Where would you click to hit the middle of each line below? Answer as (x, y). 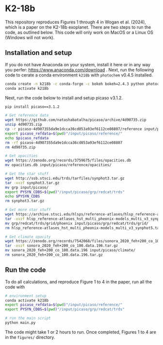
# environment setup (26, 296)
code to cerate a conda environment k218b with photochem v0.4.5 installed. (79, 75)
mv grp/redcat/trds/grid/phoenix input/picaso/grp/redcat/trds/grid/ (77, 223)
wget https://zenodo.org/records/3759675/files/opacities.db (68, 161)
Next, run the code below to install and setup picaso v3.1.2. (64, 97)
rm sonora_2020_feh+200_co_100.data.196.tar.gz (54, 255)
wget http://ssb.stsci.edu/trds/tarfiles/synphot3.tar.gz (65, 178)
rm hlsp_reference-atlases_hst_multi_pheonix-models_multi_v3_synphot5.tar (83, 228)
